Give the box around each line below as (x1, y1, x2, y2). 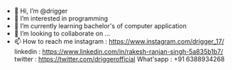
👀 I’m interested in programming (13, 14, 109, 23)
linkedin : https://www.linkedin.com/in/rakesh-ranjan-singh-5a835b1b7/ (13, 47, 223, 56)
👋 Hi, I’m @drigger (13, 7, 68, 15)
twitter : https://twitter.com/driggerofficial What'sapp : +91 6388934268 (13, 55, 225, 63)
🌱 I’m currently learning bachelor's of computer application (13, 22, 187, 30)
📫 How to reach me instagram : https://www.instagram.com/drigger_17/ (13, 37, 225, 45)
